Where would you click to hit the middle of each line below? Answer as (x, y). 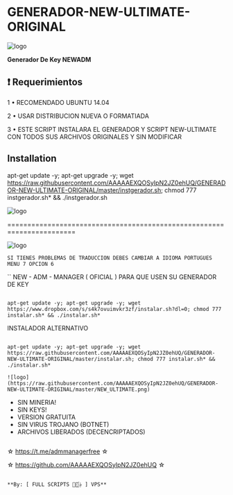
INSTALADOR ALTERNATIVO (48, 328)
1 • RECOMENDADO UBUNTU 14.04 (58, 102)
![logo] (18, 377)
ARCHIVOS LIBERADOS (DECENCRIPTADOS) (81, 432)
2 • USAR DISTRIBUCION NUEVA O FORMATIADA (78, 116)
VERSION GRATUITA (46, 417)
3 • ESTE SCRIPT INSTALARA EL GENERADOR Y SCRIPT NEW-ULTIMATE (112, 129)
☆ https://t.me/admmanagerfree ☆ (58, 451)
